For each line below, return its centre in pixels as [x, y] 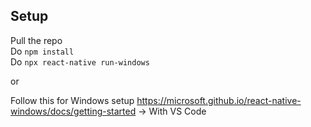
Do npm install [42, 51]
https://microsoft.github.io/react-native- [219, 100]
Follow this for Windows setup [72, 100]
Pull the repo [36, 40]
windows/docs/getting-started [73, 111]
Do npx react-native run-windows [80, 61]
